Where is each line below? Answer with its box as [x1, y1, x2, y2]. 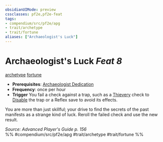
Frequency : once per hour [12, 86, 66, 92]
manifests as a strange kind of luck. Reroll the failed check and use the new [5, 111, 158, 118]
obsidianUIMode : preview [5, 7, 56, 12]
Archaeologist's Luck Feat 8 [5, 56, 122, 67]
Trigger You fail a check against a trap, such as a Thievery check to [12, 92, 150, 97]
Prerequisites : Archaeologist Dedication [12, 81, 94, 87]
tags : [5, 16, 16, 21]
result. [5, 117, 18, 122]
